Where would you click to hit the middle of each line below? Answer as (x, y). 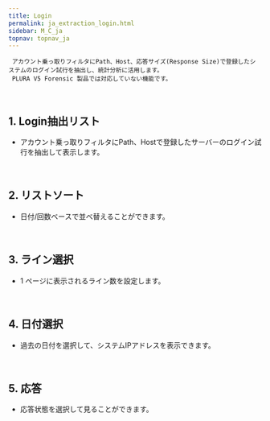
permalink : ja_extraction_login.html (72, 23)
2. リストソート (46, 195)
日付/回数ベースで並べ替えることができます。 (95, 216)
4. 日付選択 (36, 324)
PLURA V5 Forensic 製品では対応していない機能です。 (92, 79)
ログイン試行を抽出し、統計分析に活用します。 (97, 70)
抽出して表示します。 (69, 152)
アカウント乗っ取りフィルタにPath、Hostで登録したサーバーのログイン (137, 142)
